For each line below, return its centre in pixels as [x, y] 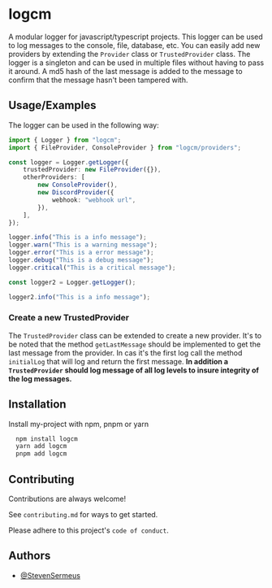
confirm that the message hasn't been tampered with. [98, 80]
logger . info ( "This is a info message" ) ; [78, 237]
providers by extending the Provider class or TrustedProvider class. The [130, 54]
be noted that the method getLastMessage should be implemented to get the [135, 344]
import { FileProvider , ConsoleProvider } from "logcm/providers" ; [125, 147]
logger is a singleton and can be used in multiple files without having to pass [136, 63]
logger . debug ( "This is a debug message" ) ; [81, 260]
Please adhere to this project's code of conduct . [89, 530]
